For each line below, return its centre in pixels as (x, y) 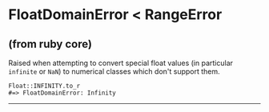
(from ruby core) (50, 44)
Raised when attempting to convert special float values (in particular (121, 63)
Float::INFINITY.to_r (44, 86)
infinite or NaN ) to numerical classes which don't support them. (114, 71)
